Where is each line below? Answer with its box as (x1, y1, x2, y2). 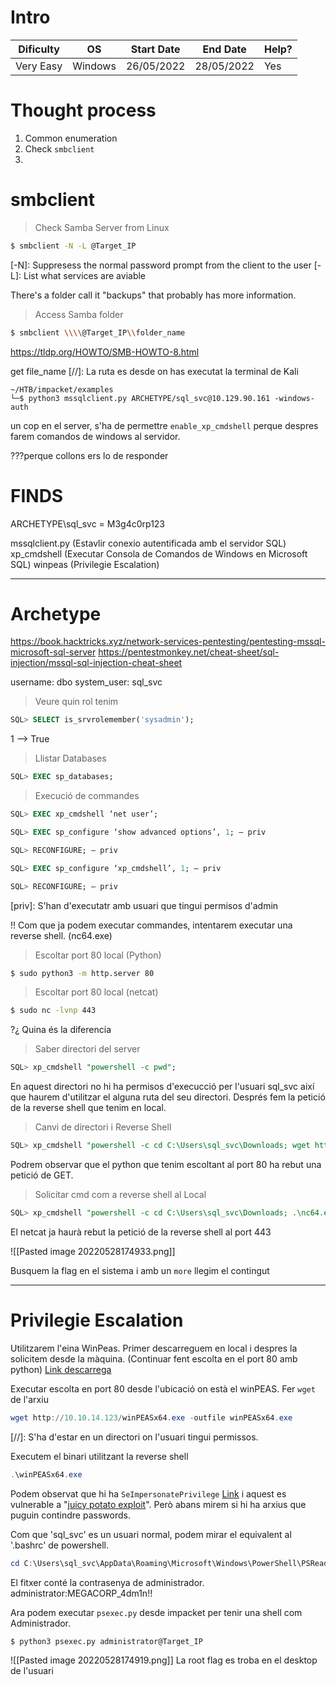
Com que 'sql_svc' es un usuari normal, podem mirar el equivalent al (10, 1528, 292, 1540)
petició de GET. (10, 1169, 74, 1181)
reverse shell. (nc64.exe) (10, 929, 113, 941)
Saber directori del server (34, 1043, 141, 1055)
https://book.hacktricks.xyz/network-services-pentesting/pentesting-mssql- (10, 636, 326, 648)
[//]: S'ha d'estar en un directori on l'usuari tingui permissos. (10, 1431, 259, 1443)
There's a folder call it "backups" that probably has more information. (10, 289, 297, 301)
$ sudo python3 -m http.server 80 (10, 968, 155, 978)
